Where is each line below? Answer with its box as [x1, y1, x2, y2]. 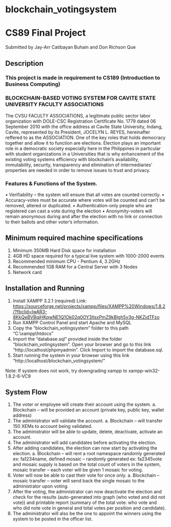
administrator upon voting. [12, 483, 69, 490]
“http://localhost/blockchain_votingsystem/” [12, 358, 105, 364]
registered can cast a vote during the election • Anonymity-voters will [5, 208, 153, 214]
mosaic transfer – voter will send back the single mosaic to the [12, 478, 145, 484]
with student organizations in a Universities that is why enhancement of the [5, 150, 164, 157]
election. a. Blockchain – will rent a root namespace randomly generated [12, 451, 165, 457]
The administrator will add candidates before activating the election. [12, 440, 157, 446]
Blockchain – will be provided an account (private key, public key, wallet [12, 407, 164, 413]
